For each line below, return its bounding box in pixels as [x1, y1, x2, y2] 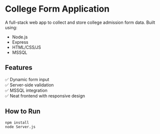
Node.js [12, 34, 28, 40]
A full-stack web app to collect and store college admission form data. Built [5, 19, 155, 25]
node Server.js [5, 125, 36, 130]
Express [12, 39, 29, 45]
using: [5, 24, 17, 30]
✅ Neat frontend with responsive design [5, 93, 85, 99]
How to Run [5, 107, 41, 116]
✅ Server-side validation [5, 82, 54, 88]
